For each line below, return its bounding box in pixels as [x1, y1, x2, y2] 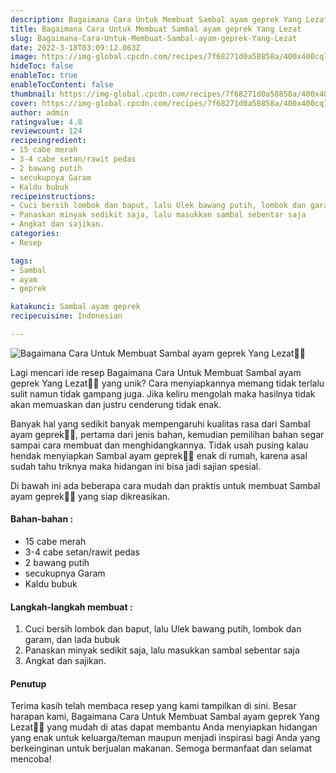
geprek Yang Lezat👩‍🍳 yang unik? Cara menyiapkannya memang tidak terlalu [10, 377, 325, 389]
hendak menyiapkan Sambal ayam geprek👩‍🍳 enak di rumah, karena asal [10, 449, 308, 461]
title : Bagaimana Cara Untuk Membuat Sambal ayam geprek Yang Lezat [10, 24, 302, 34]
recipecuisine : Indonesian [10, 311, 123, 321]
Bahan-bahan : [10, 513, 74, 525]
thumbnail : [10, 89, 56, 99]
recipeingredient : [10, 136, 87, 146]
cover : [10, 98, 38, 108]
